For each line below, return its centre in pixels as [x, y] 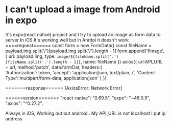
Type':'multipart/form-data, [34, 78]
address [14, 118]
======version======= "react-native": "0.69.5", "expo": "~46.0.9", [78, 98]
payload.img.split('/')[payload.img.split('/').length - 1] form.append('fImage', [85, 51]
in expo [21, 20]
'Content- [147, 72]
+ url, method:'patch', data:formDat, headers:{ [54, 67]
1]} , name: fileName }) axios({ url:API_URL [118, 61]
